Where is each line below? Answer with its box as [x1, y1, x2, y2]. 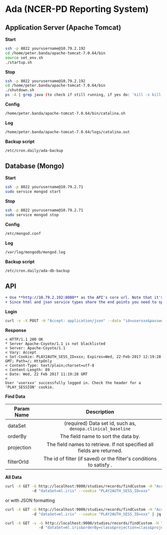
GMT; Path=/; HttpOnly [5, 359, 52, 364]
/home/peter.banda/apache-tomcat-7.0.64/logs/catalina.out [5, 129, 130, 135]
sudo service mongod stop [5, 213, 59, 218]
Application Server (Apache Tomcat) [5, 23, 121, 32]
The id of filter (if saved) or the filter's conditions [43, 456, 157, 462]
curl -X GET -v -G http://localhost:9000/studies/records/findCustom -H [5, 521, 159, 526]
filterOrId [7, 459, 29, 465]
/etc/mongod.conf [5, 231, 41, 236]
